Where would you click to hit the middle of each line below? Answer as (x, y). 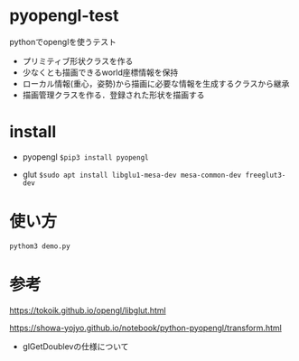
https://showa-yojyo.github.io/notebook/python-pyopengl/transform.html (145, 328)
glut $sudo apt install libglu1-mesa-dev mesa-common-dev (132, 174)
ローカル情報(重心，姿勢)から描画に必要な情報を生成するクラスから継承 (156, 83)
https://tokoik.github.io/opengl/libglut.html (88, 310)
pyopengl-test (64, 16)
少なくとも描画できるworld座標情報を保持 (100, 72)
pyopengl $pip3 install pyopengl (85, 157)
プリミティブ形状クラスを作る (78, 60)
